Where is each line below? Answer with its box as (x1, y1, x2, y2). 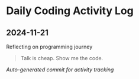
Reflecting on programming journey (6, 43, 93, 50)
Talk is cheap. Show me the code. (20, 55, 104, 61)
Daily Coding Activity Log (6, 4, 134, 18)
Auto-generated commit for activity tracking (6, 66, 114, 73)
